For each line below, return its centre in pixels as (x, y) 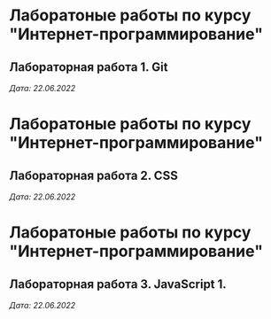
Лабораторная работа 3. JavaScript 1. (118, 284)
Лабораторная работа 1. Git (89, 67)
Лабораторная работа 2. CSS (94, 175)
